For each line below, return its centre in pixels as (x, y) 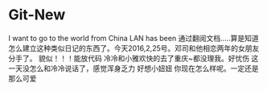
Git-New (37, 15)
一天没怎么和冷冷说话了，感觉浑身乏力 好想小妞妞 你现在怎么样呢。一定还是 (133, 68)
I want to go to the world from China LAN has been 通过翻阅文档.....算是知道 (133, 38)
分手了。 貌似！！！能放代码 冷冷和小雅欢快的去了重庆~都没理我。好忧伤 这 (133, 58)
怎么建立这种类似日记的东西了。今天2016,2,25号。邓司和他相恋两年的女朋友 (134, 48)
